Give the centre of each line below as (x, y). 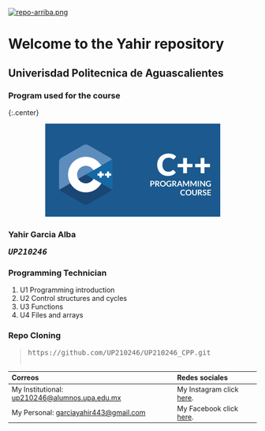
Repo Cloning (35, 336)
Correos (25, 377)
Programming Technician (58, 273)
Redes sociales (203, 377)
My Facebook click (208, 408)
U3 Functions (41, 307)
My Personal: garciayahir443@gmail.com (78, 413)
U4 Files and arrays (51, 315)
